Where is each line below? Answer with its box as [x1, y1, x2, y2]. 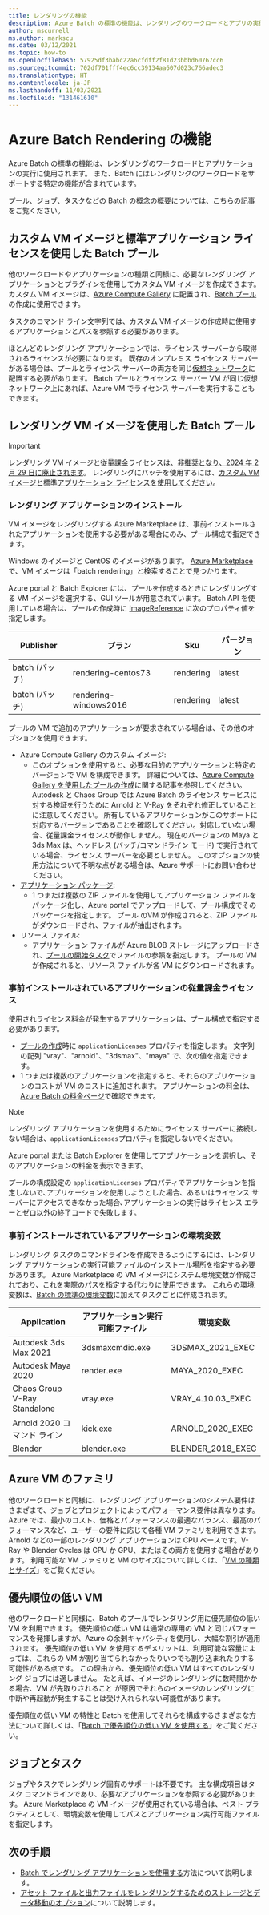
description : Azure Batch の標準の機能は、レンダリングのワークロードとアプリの [8, 19, 254, 27]
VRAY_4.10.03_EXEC [171, 1393, 251, 1404]
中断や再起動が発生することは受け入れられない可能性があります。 [8, 1694, 226, 1703]
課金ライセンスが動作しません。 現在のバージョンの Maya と [59, 830, 259, 840]
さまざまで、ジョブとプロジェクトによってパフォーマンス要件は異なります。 [8, 1505, 259, 1514]
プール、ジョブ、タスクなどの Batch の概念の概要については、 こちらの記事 [8, 196, 255, 205]
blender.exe [81, 1443, 126, 1454]
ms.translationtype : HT [8, 71, 88, 79]
